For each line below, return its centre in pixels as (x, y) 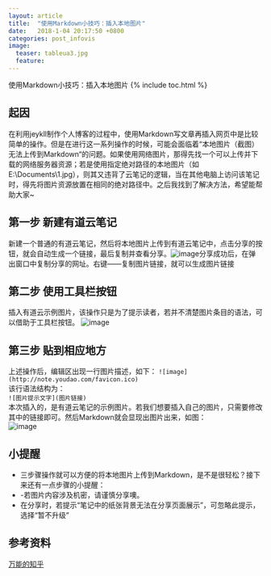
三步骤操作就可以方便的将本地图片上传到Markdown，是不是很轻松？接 (137, 474)
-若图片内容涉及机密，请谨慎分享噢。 (82, 494)
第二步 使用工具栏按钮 (63, 291)
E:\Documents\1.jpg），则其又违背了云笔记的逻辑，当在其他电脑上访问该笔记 (134, 174)
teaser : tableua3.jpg (52, 53)
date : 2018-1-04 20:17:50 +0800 (67, 31)
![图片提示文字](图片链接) (48, 398)
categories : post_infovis (52, 38)
